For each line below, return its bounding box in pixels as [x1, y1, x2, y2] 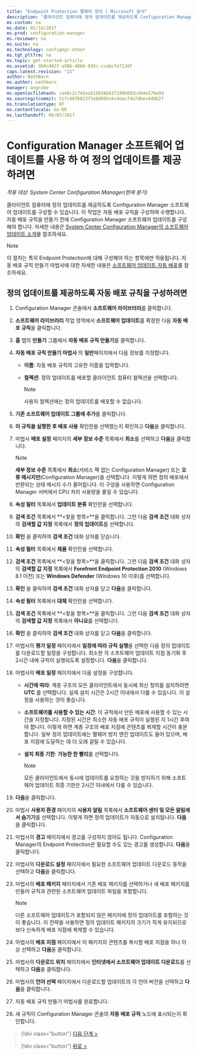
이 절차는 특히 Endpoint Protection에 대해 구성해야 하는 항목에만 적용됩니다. [6, 254, 181, 261]
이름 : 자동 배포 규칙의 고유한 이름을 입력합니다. [23, 361, 130, 368]
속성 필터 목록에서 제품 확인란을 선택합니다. [15, 545, 113, 552]
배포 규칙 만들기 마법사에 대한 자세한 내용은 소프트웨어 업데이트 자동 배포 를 [12, 262, 183, 269]
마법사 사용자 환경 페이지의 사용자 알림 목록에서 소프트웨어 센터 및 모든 [15, 807, 175, 813]
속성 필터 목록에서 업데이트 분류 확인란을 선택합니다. [15, 501, 134, 507]
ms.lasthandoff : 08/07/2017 [6, 112, 75, 118]
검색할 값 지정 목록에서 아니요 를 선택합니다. [21, 617, 119, 624]
